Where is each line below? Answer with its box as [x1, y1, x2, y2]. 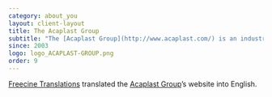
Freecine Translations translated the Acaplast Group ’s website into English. [8, 78, 257, 89]
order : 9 [8, 57, 38, 65]
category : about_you [8, 11, 79, 20]
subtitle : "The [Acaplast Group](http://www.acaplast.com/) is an [8, 34, 237, 43]
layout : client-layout [8, 19, 85, 27]
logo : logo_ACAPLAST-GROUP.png [8, 49, 114, 57]
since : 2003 [8, 42, 49, 50]
